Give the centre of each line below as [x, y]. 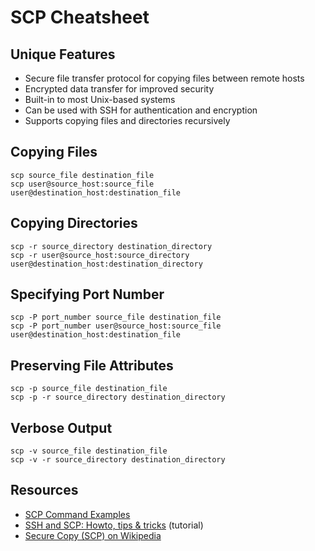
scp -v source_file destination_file [89, 451]
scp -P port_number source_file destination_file [116, 317]
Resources [44, 490]
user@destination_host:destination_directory [106, 264]
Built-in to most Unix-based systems [100, 99]
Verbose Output [61, 427]
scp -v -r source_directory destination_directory [118, 460]
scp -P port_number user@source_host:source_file [116, 326]
